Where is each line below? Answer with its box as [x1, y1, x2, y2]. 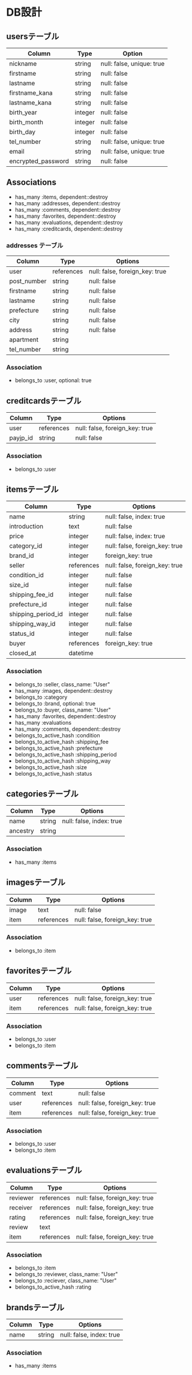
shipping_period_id [9, 610, 63, 619]
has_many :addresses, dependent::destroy [14, 199, 121, 207]
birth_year [9, 109, 37, 116]
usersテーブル [6, 31, 59, 41]
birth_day [9, 128, 36, 136]
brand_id [9, 551, 34, 560]
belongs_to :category [14, 693, 68, 701]
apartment [9, 335, 39, 344]
